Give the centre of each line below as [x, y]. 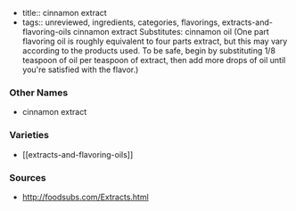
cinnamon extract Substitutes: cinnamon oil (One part [171, 32]
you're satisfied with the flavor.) [80, 69]
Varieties [29, 135]
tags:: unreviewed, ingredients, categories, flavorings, [121, 22]
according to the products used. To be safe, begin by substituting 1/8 [149, 51]
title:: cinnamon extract [64, 13]
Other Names [39, 93]
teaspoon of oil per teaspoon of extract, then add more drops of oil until [154, 60]
